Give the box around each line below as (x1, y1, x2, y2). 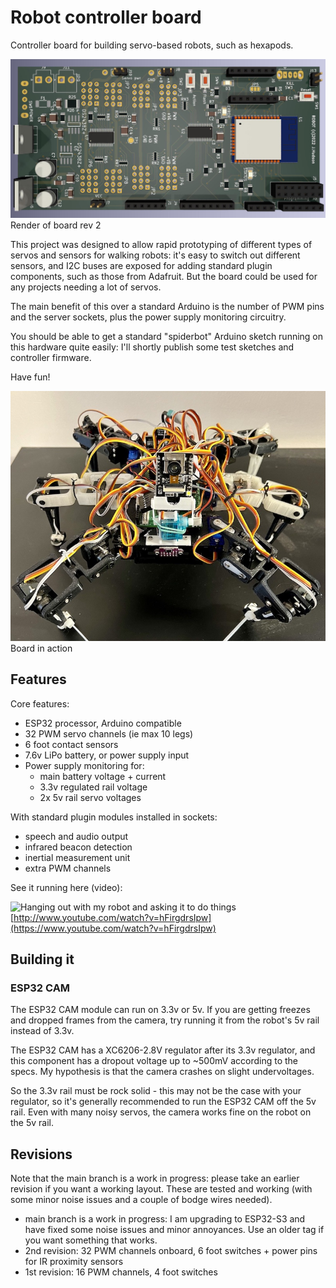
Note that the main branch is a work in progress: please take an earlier (10, 1172, 300, 1185)
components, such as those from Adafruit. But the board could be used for (10, 271, 318, 283)
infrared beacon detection (24, 841, 133, 853)
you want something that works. (24, 1234, 158, 1246)
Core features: (10, 697, 70, 710)
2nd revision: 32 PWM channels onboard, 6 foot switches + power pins (24, 1245, 318, 1257)
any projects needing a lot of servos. (10, 281, 162, 293)
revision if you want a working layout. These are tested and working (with (10, 1183, 313, 1195)
